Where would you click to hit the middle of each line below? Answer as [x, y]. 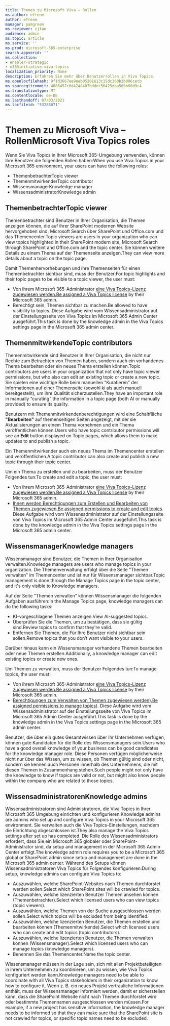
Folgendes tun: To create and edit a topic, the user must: [64, 477]
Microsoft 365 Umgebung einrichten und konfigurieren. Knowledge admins [83, 814]
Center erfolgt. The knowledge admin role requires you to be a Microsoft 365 [85, 852]
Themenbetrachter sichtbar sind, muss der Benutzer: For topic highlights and [85, 273]
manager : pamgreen [25, 24]
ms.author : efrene [25, 15]
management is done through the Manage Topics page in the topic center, [83, 580]
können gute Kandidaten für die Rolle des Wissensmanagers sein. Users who [85, 742]
